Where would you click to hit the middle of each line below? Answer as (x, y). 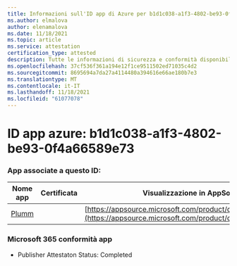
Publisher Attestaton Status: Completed (75, 255)
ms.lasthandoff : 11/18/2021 (49, 92)
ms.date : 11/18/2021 (38, 33)
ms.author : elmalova (38, 20)
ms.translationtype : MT (42, 79)
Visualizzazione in (174, 193)
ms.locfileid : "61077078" (45, 99)
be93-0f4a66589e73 (71, 149)
